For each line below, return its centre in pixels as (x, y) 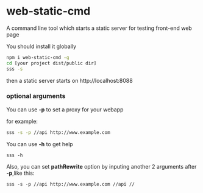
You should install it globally (41, 46)
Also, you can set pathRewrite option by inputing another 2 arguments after (101, 166)
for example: (22, 121)
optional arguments (36, 96)
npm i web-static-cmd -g (38, 57)
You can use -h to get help (40, 144)
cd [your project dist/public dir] (52, 63)
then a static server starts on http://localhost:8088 (69, 80)
